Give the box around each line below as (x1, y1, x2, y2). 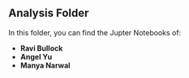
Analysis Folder (8, 6, 89, 20)
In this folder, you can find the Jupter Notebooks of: (8, 27, 182, 37)
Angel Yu (19, 51, 53, 61)
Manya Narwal (19, 60, 71, 70)
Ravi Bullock (19, 43, 63, 53)
